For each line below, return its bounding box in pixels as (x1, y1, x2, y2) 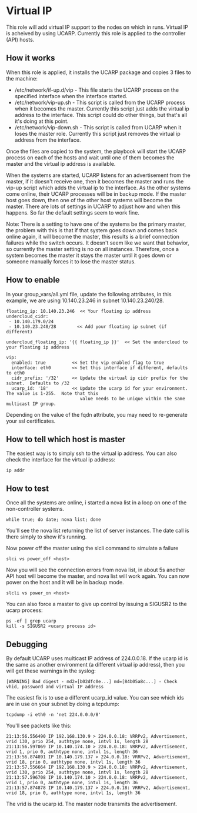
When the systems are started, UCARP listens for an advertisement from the (6, 172, 191, 179)
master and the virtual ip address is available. (6, 160, 116, 167)
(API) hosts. (6, 36, 35, 43)
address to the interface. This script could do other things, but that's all (14, 111, 187, 118)
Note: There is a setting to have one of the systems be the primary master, (6, 220, 186, 227)
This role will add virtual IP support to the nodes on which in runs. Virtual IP (6, 24, 188, 31)
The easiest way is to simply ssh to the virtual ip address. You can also (6, 450, 178, 457)
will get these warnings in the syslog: (6, 667, 96, 674)
